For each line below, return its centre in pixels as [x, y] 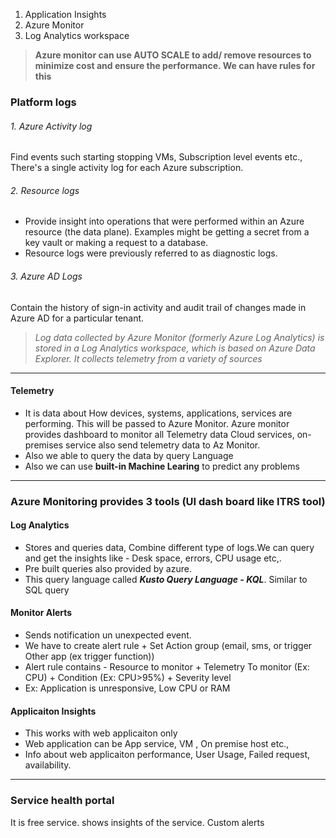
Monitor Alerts [41, 613]
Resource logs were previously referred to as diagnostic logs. [151, 253]
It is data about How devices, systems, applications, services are [158, 413]
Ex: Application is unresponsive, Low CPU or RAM [127, 688]
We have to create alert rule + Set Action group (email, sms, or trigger [168, 646]
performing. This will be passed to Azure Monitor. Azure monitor [157, 423]
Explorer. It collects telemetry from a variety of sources [148, 358]
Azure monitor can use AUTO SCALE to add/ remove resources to [173, 55]
